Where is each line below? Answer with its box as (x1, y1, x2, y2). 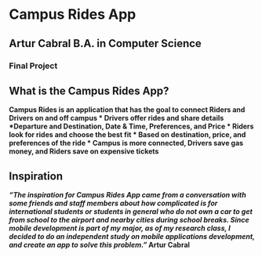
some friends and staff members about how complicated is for (9, 198, 218, 208)
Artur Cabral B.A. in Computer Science (9, 37, 202, 50)
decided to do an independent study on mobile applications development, (9, 232, 256, 241)
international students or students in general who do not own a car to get (9, 207, 253, 216)
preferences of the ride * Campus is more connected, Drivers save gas (9, 139, 244, 148)
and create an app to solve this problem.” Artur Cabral (9, 241, 191, 250)
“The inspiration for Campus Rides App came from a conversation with (9, 190, 246, 200)
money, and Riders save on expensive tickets (9, 147, 159, 156)
